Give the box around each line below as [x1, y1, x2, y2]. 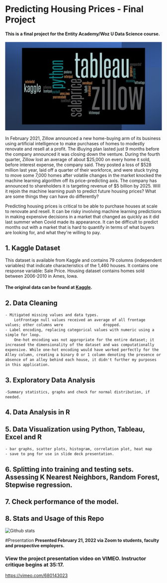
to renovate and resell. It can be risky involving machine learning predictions [5, 208, 162, 214]
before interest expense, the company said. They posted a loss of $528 [5, 162, 152, 168]
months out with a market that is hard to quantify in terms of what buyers [5, 224, 155, 230]
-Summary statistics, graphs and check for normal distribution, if [5, 389, 150, 394]
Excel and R [5, 433, 42, 441]
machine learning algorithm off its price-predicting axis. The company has [5, 178, 157, 184]
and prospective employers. [5, 542, 65, 548]
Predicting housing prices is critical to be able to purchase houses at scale [5, 203, 158, 209]
